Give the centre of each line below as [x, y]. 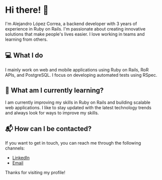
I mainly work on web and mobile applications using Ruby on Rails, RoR [77, 70]
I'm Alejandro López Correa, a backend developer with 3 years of [71, 24]
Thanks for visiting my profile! [35, 173]
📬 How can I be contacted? [48, 129]
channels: [15, 148]
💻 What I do [24, 55]
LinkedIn [21, 158]
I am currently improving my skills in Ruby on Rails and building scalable [78, 102]
